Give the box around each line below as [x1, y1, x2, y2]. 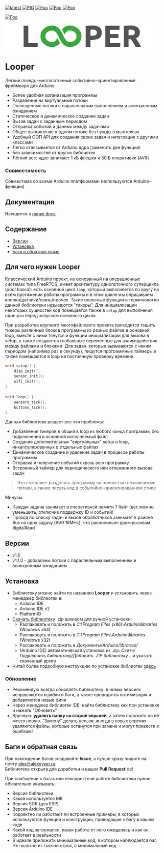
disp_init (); [14, 369, 41, 374]
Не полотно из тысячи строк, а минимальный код [12, 843, 117, 849]
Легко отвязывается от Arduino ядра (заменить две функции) [12, 144, 141, 150]
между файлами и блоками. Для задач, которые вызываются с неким [5, 343, 152, 349]
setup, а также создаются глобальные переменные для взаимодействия [5, 337, 158, 344]
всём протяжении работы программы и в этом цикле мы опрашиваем [5, 292, 153, 297]
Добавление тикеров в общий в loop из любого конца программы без [12, 428, 159, 435]
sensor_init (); [14, 374, 45, 379]
